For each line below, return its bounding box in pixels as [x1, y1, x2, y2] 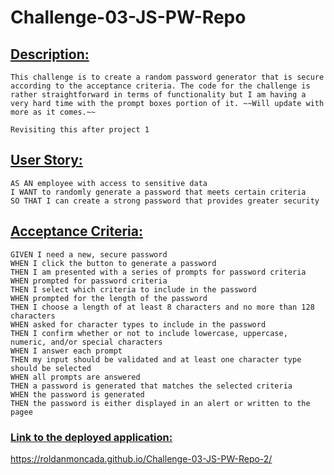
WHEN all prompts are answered [10, 372, 141, 382]
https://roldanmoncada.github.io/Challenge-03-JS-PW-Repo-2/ [10, 452, 273, 465]
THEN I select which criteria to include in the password [10, 284, 257, 295]
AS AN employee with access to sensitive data [10, 178, 208, 188]
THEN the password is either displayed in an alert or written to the [10, 398, 311, 408]
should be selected [10, 363, 92, 373]
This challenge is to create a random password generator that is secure [10, 72, 325, 82]
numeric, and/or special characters [10, 337, 163, 347]
